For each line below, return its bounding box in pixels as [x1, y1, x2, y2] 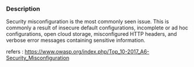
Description [6, 5, 40, 13]
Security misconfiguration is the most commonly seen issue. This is [6, 18, 169, 25]
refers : [6, 48, 23, 55]
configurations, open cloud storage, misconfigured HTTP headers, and [6, 31, 177, 38]
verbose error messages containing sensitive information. [6, 37, 145, 44]
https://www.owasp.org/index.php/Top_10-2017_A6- [24, 48, 149, 55]
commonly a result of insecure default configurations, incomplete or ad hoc [6, 24, 189, 31]
